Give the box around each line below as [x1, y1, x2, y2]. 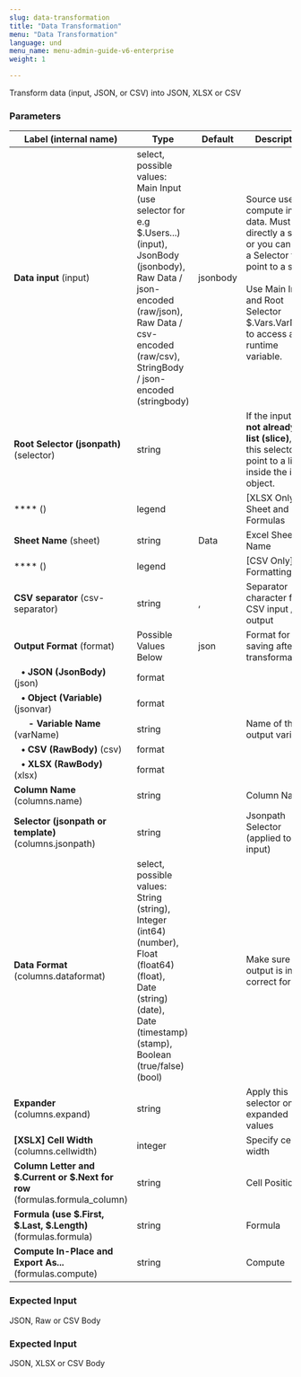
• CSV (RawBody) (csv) [21, 743, 123, 755]
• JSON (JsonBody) [21, 666, 107, 678]
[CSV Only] [245, 554, 294, 567]
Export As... [13, 1257, 64, 1269]
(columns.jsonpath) [13, 837, 96, 850]
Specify [245, 1134, 279, 1146]
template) [13, 826, 56, 839]
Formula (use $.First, [13, 1208, 105, 1221]
